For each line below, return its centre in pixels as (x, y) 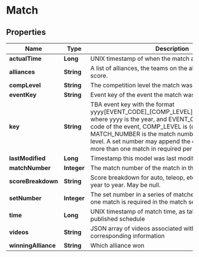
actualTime (25, 58)
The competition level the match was (142, 85)
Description (172, 49)
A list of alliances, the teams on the (139, 68)
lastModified (28, 158)
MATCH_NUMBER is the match (133, 134)
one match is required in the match (139, 202)
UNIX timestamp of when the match (140, 58)
